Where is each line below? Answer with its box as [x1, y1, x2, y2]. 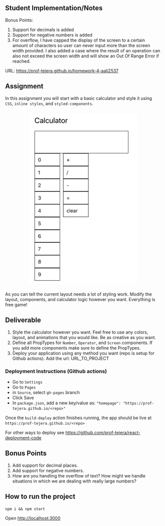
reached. [12, 58, 31, 64]
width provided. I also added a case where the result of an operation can [12, 47, 161, 53]
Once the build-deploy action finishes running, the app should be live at [5, 415, 152, 421]
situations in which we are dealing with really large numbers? [12, 478, 137, 484]
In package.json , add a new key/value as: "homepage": [12, 400, 121, 406]
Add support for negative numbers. [12, 467, 84, 474]
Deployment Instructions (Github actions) [5, 368, 107, 375]
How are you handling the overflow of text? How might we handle [12, 473, 146, 479]
